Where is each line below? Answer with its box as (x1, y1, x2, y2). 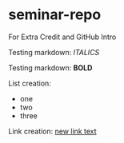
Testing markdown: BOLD (8, 62, 93, 73)
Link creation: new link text (8, 126, 98, 136)
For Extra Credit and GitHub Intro (8, 32, 117, 42)
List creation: (8, 78, 52, 88)
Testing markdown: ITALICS (8, 47, 100, 57)
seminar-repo (8, 6, 102, 24)
